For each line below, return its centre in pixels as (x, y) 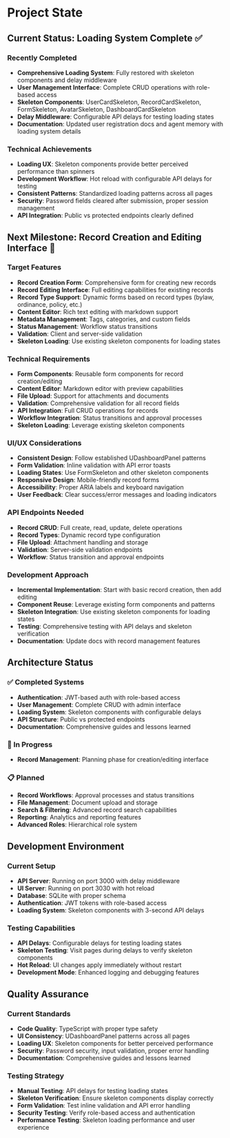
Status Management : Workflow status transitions (87, 326)
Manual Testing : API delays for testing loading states (93, 1091)
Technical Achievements (50, 149)
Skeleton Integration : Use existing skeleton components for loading (114, 612)
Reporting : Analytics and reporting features (79, 817)
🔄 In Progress (30, 744)
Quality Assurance (48, 994)
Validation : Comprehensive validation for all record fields (98, 403)
